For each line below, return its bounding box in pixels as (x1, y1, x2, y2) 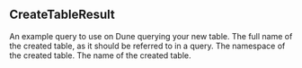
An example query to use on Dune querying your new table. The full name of (9, 30, 293, 41)
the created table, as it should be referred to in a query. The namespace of (9, 40, 286, 51)
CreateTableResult (9, 7, 115, 22)
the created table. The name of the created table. (9, 49, 191, 61)
